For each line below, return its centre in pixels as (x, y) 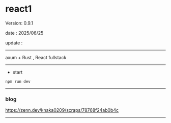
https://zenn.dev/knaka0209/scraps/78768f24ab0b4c (62, 110)
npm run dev (18, 81)
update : (14, 43)
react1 (19, 9)
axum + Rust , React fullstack (36, 57)
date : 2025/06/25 (24, 33)
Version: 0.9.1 (19, 23)
